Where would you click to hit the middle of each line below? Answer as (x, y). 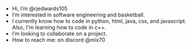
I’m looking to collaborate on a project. (59, 34)
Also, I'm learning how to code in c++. (59, 27)
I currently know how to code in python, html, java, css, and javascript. (99, 21)
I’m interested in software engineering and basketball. (78, 15)
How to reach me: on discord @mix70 (58, 40)
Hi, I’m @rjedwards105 (40, 9)
